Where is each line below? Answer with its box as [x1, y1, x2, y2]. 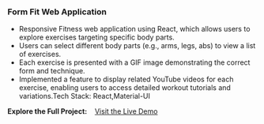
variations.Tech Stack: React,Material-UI [18, 92, 151, 101]
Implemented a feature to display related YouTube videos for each [18, 74, 234, 85]
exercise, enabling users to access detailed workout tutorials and [18, 83, 231, 92]
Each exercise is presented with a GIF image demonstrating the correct [18, 58, 251, 67]
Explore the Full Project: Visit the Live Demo [7, 107, 158, 116]
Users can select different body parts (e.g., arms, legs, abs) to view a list [18, 41, 256, 51]
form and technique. [18, 66, 85, 76]
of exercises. [18, 50, 62, 59]
